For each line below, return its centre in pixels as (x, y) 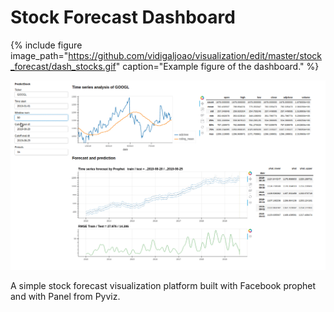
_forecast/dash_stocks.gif (63, 66)
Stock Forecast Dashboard (123, 17)
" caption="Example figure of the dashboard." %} (217, 66)
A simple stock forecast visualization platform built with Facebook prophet (163, 285)
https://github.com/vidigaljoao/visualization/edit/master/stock (195, 55)
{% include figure (46, 45)
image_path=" (39, 55)
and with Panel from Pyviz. (65, 296)
